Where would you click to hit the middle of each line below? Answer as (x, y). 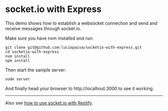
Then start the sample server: (36, 70)
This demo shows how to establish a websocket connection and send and (81, 23)
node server (17, 79)
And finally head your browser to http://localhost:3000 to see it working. (79, 88)
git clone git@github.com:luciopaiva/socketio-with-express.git (73, 47)
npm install (17, 61)
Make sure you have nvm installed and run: (49, 38)
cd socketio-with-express (32, 52)
